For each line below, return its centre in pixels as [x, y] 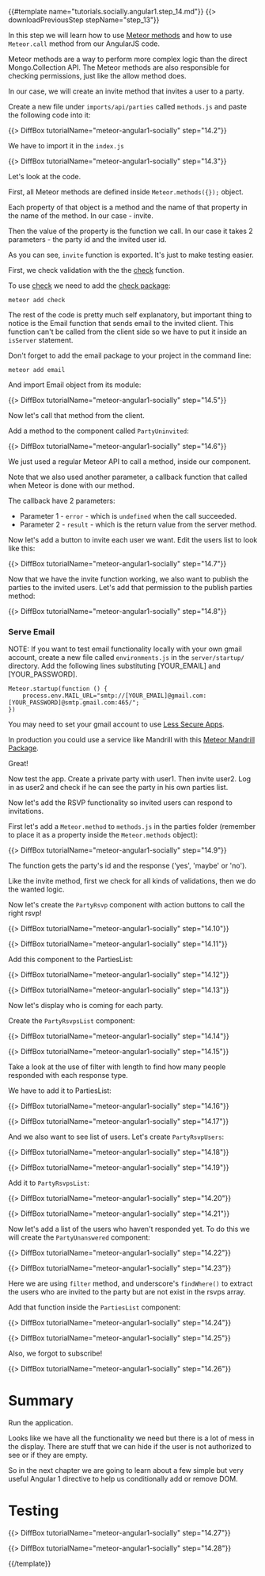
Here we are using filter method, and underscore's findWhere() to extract [131, 1283]
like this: [22, 548]
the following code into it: [49, 115]
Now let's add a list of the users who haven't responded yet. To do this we [129, 1229]
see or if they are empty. [48, 1455]
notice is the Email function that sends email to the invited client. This [121, 323]
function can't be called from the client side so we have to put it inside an [128, 332]
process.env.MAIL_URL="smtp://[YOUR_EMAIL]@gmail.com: [115, 696]
